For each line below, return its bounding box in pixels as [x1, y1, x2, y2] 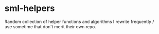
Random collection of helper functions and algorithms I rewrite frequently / [4, 19, 154, 24]
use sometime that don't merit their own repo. [4, 23, 96, 29]
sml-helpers [4, 3, 55, 14]
